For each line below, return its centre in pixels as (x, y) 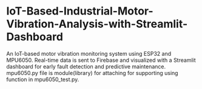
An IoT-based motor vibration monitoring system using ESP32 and (89, 53)
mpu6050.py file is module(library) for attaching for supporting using (92, 73)
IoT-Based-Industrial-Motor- (80, 11)
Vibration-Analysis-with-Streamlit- (97, 24)
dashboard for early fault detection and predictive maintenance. (86, 66)
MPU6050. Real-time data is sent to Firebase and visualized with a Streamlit (101, 60)
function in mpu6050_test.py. (43, 79)
